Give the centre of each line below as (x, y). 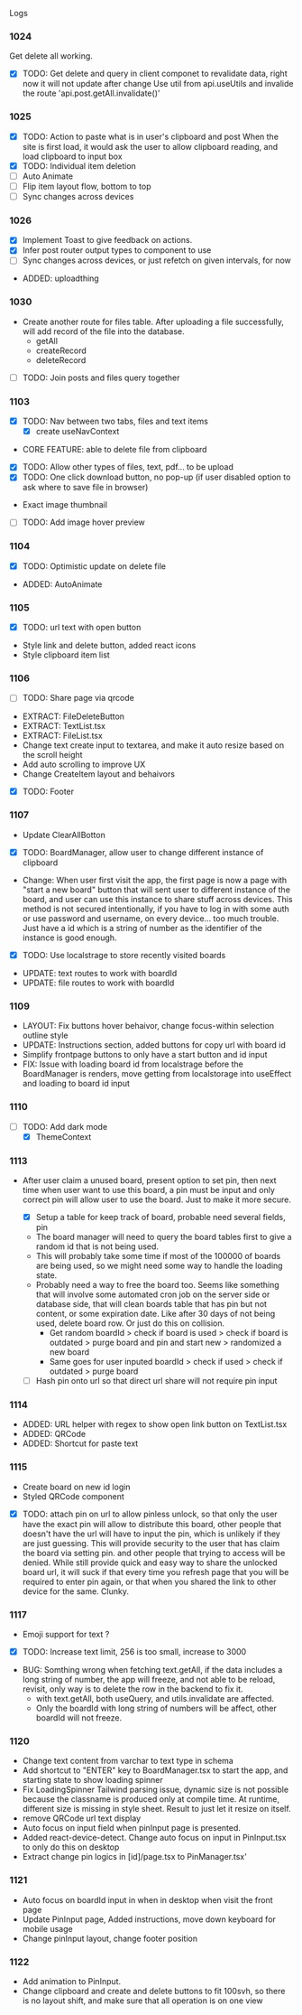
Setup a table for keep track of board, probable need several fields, (160, 1217)
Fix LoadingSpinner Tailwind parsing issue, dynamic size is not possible (156, 1790)
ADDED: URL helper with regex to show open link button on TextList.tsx (155, 1424)
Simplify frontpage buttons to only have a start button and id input (145, 1055)
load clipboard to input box (73, 156)
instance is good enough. (69, 938)
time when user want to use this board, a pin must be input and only (148, 1190)
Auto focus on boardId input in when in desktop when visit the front (147, 1899)
